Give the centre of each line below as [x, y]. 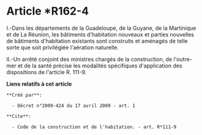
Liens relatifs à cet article [39, 84]
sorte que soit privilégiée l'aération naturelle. [63, 47]
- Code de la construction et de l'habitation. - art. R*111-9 [94, 127]
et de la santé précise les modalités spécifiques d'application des [100, 66]
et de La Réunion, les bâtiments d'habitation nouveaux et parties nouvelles [100, 34]
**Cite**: [19, 116]
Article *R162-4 [48, 11]
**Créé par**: [24, 95]
